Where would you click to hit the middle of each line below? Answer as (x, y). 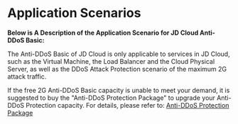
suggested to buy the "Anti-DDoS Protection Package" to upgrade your (111, 98)
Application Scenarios (74, 13)
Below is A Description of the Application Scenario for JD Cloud (103, 33)
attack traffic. (27, 77)
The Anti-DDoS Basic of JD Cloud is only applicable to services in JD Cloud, (119, 54)
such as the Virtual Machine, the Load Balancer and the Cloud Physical (111, 61)
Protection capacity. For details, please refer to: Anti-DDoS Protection (128, 105)
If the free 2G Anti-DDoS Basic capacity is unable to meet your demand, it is (119, 90)
